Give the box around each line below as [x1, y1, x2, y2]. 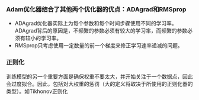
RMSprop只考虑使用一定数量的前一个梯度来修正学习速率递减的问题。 [14, 42, 184, 49]
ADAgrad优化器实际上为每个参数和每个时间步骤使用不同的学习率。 [14, 20, 178, 27]
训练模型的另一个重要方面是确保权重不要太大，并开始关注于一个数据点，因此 [6, 73, 193, 80]
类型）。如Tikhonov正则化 [6, 88, 68, 95]
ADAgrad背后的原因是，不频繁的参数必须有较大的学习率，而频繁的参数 [14, 27, 188, 34]
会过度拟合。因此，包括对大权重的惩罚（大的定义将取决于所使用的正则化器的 [6, 80, 193, 87]
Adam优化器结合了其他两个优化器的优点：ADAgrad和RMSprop [6, 5, 187, 13]
